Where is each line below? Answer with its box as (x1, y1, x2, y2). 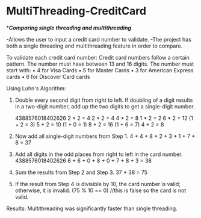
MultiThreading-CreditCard (6, 4, 146, 18)
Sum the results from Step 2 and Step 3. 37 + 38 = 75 (14, 169, 148, 176)
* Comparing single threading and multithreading (6, 24, 131, 31)
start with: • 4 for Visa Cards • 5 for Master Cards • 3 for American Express (6, 66, 194, 73)
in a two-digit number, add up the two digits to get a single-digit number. (14, 102, 196, 110)
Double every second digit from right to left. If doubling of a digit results (14, 96, 193, 104)
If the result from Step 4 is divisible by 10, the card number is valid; (14, 180, 181, 187)
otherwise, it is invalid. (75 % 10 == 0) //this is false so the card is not (14, 187, 187, 194)
